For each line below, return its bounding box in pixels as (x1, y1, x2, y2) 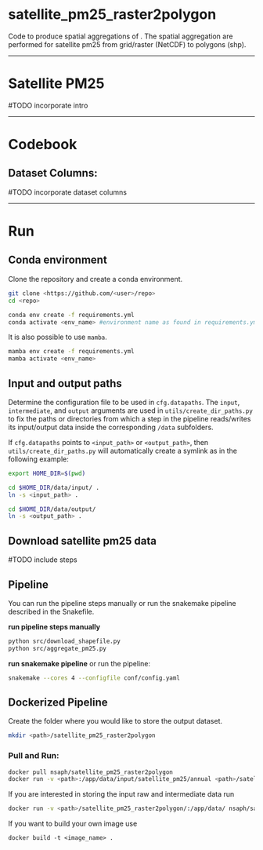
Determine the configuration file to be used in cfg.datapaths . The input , (8, 397, 240, 407)
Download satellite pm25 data (8, 534, 157, 547)
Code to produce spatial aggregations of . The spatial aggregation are (8, 31, 233, 41)
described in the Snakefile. (8, 607, 95, 616)
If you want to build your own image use (8, 819, 138, 829)
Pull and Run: (8, 750, 59, 761)
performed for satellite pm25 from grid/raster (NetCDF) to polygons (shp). (8, 39, 247, 49)
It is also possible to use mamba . (8, 332, 107, 342)
